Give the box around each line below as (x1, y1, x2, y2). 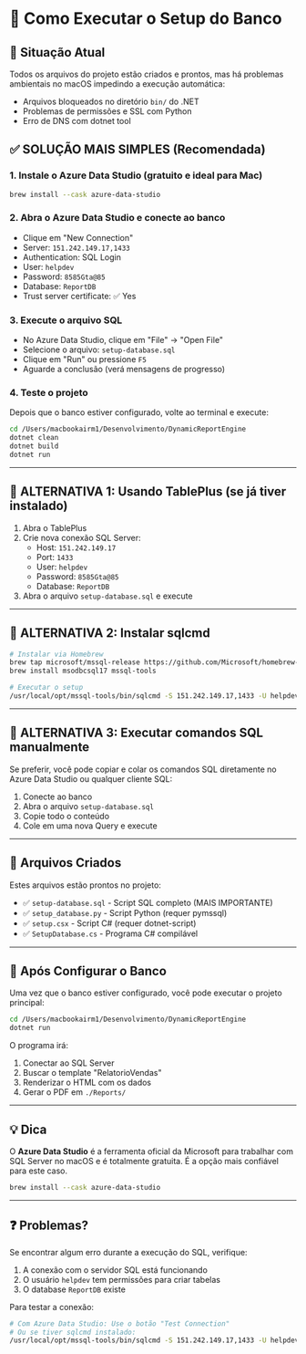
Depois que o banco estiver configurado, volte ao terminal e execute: (9, 407, 269, 418)
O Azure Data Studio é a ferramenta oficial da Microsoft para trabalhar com (9, 1145, 294, 1157)
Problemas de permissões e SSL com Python (22, 106, 193, 117)
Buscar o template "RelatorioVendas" (22, 1068, 162, 1078)
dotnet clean (9, 433, 59, 443)
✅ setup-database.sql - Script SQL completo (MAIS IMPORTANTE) (22, 897, 273, 908)
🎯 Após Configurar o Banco (9, 963, 167, 979)
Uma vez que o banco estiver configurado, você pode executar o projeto (9, 987, 282, 998)
